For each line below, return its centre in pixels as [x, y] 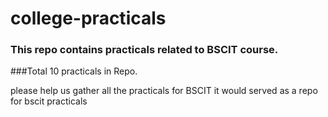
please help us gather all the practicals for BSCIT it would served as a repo [164, 91]
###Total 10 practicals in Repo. [74, 71]
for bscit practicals [49, 101]
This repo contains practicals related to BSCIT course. [144, 50]
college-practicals [88, 18]
